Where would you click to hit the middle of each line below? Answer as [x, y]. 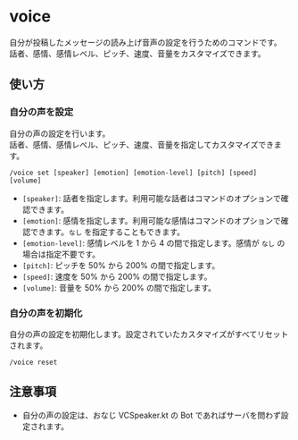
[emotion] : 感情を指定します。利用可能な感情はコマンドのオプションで [151, 220]
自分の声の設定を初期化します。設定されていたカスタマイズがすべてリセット [149, 334]
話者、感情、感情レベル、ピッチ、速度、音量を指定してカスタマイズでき [142, 144]
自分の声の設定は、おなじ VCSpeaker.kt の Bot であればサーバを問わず [151, 415]
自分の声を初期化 [46, 313]
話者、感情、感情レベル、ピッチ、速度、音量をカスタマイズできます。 [137, 53]
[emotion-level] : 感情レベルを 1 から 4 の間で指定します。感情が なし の [153, 242]
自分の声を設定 [41, 112]
